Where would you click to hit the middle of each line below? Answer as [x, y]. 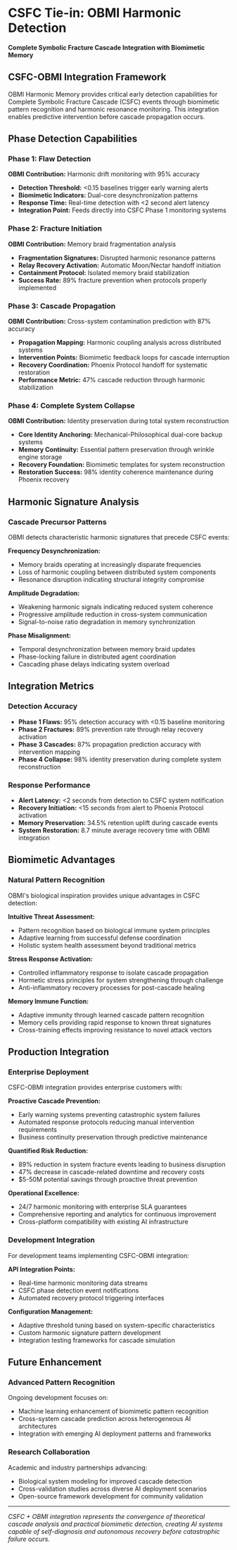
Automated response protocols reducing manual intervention [106, 1122]
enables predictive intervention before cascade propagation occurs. [107, 116]
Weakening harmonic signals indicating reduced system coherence [116, 607]
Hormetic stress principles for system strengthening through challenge [121, 980]
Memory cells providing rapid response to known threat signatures [115, 1022]
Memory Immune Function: [49, 1001]
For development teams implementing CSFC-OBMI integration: [98, 1255]
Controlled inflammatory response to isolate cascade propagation [113, 972]
